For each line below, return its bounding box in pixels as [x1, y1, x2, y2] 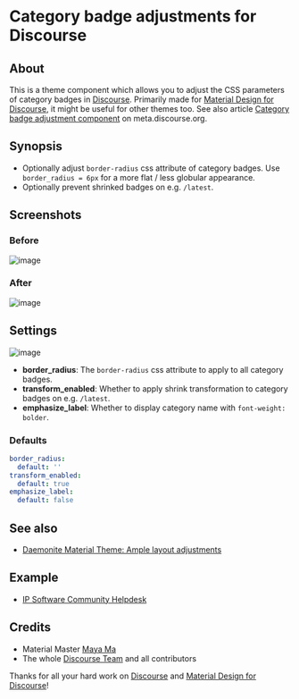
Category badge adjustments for [9, 6, 257, 27]
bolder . [21, 411, 49, 422]
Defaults [9, 434, 47, 446]
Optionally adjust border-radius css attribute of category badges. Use [21, 163, 280, 173]
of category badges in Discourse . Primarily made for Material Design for [9, 94, 275, 105]
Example [9, 570, 59, 585]
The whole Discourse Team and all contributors [21, 653, 197, 663]
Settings [9, 324, 58, 339]
